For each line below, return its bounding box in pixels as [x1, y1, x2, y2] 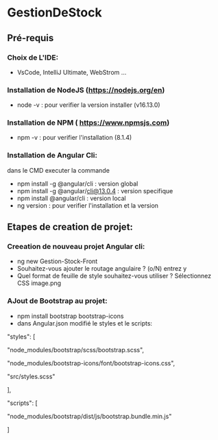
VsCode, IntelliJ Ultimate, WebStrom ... [16, 68, 127, 76]
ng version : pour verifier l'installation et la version [16, 201, 159, 210]
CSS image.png [16, 279, 62, 287]
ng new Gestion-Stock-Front [16, 257, 98, 265]
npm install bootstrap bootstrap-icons [16, 312, 124, 320]
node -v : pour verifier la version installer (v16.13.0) [16, 101, 160, 109]
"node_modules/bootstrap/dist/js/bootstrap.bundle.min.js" [7, 412, 172, 420]
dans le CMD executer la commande [7, 166, 110, 174]
